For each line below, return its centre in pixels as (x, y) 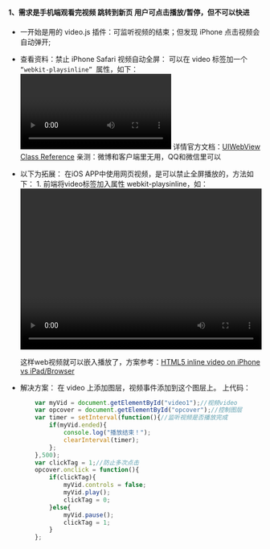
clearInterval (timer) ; (101, 440)
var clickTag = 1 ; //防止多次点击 (87, 462)
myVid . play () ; (87, 493)
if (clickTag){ (73, 477)
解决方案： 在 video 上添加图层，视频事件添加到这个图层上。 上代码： (135, 387)
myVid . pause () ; (88, 515)
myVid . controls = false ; (105, 485)
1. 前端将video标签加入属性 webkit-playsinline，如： (122, 184)
